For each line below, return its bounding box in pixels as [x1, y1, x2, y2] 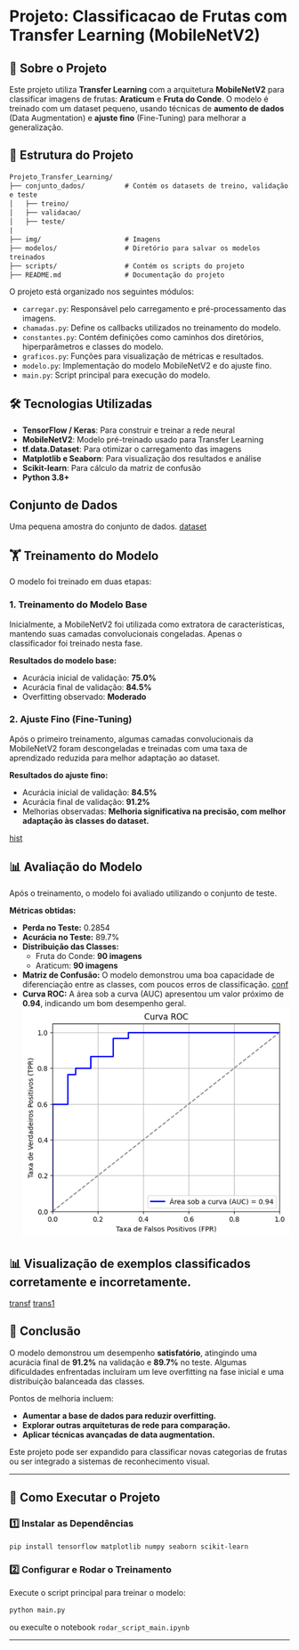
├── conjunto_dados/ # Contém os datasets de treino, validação [9, 181, 289, 191]
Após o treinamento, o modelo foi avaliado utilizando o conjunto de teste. [9, 888, 278, 898]
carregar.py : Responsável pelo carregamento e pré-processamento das [21, 303, 287, 313]
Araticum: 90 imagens [35, 960, 118, 971]
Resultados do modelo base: [9, 654, 117, 665]
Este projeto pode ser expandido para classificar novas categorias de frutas [9, 1446, 287, 1457]
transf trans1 [9, 1298, 55, 1309]
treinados [9, 252, 46, 262]
